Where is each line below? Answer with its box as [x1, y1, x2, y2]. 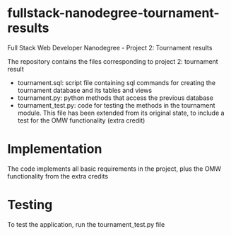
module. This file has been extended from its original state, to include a [17, 108, 225, 117]
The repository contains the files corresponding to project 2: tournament [7, 57, 218, 65]
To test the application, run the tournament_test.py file [7, 220, 165, 228]
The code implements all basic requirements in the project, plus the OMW [7, 164, 222, 173]
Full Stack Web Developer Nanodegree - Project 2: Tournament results [7, 43, 213, 52]
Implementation [7, 141, 102, 157]
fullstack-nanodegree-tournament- [7, 5, 220, 21]
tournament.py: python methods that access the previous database [17, 94, 214, 102]
